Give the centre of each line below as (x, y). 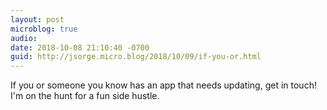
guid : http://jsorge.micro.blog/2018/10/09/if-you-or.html (136, 57)
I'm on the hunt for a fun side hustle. (85, 96)
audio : (24, 38)
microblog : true (44, 29)
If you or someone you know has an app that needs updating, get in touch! (163, 85)
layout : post (37, 19)
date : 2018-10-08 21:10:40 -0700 (80, 47)
